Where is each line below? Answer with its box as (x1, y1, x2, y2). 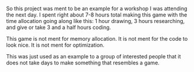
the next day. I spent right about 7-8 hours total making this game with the (6, 11, 187, 18)
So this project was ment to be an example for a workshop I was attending (6, 5, 188, 12)
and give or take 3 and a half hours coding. (6, 24, 112, 31)
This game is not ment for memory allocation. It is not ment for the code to (6, 35, 188, 42)
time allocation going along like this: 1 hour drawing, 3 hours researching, (6, 18, 185, 24)
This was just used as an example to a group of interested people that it (6, 53, 181, 60)
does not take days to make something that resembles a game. (6, 59, 160, 66)
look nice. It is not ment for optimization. (6, 41, 105, 48)
